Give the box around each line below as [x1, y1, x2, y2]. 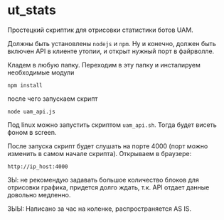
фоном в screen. [7, 128, 57, 136]
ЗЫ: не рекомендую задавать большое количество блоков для [7, 175, 199, 184]
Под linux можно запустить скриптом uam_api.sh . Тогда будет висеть [7, 120, 217, 129]
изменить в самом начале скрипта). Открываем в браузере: [7, 149, 192, 158]
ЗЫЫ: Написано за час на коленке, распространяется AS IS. [7, 204, 192, 213]
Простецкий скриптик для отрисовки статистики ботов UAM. [7, 26, 193, 34]
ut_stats [7, 2, 57, 18]
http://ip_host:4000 [7, 163, 69, 170]
